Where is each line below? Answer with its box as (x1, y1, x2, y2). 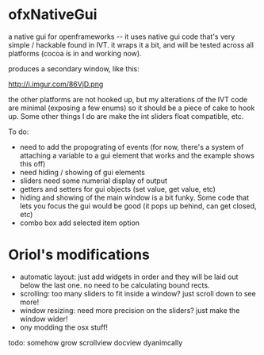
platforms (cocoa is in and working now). (8, 48, 142, 58)
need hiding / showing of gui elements (19, 167, 145, 177)
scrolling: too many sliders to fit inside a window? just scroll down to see (19, 288, 256, 298)
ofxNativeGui (8, 6, 98, 24)
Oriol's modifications (8, 246, 151, 264)
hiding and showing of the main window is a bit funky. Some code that (19, 193, 250, 202)
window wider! (19, 314, 68, 323)
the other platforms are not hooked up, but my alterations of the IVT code (8, 94, 248, 104)
